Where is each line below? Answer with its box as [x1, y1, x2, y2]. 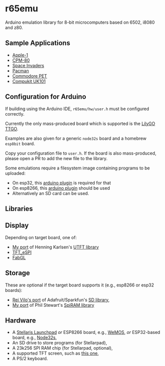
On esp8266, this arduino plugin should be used [12, 185, 110, 191]
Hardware [5, 316, 36, 325]
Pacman [12, 68, 29, 74]
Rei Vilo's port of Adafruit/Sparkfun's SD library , [12, 297, 110, 303]
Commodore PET [12, 73, 47, 79]
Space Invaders [12, 62, 44, 68]
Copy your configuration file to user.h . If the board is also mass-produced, [5, 150, 157, 156]
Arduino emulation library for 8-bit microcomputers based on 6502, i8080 [5, 19, 155, 25]
